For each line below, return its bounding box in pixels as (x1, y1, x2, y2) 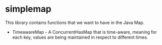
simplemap (5, 3, 52, 15)
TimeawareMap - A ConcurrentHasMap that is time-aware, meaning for (12, 29, 157, 35)
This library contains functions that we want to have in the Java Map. (5, 20, 145, 25)
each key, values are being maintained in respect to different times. (12, 34, 148, 40)
